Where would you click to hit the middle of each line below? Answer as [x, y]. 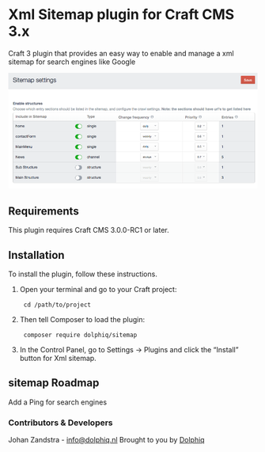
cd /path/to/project [57, 305]
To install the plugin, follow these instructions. [83, 274]
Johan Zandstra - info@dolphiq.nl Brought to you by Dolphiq [106, 440]
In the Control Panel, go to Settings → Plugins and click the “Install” [129, 350]
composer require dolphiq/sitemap [80, 335]
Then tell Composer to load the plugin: [82, 320]
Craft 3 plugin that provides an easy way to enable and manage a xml [121, 53]
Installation [36, 255]
